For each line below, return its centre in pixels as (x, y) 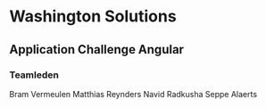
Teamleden (34, 75)
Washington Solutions (93, 17)
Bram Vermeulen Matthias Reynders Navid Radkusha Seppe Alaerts (133, 94)
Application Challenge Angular (97, 50)
